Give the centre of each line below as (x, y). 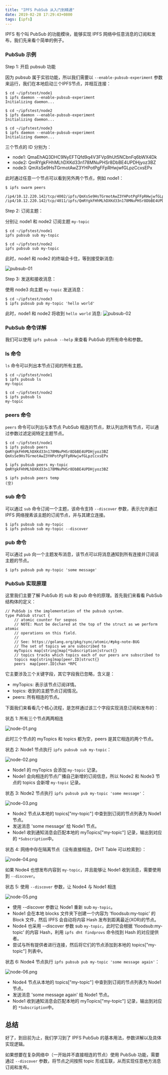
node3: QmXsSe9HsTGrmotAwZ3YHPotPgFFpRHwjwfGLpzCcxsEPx (82, 168)
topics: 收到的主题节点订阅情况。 (46, 691)
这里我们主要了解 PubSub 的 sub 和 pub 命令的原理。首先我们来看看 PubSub (84, 595)
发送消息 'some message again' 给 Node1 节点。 (62, 995)
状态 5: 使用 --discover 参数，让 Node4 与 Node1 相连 (61, 887)
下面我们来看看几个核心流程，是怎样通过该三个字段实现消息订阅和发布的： (82, 708)
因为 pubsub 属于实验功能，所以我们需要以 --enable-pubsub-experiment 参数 (84, 77)
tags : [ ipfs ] (19, 19)
